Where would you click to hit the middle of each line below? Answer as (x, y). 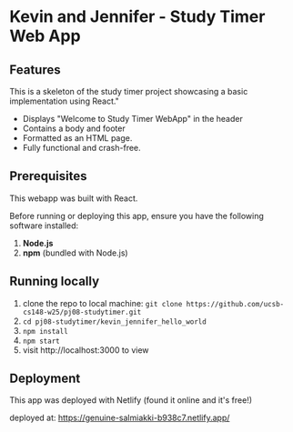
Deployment (45, 379)
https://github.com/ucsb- (235, 304)
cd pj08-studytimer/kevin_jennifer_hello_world (114, 321)
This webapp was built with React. (74, 198)
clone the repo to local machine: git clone (102, 303)
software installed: (44, 226)
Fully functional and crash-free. (81, 148)
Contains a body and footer (74, 128)
